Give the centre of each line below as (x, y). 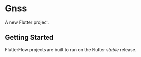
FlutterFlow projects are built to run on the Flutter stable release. (71, 49)
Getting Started (29, 38)
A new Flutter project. (27, 22)
